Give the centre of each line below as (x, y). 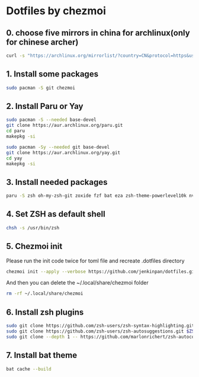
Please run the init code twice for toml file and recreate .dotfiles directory (95, 261)
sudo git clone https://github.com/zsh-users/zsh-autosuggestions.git (95, 331)
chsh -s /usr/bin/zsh (33, 228)
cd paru (16, 131)
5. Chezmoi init (34, 246)
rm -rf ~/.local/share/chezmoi (45, 294)
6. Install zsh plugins (45, 312)
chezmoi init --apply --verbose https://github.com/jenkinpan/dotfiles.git (102, 271)
